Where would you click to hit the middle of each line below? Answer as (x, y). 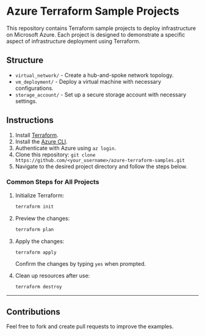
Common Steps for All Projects (53, 182)
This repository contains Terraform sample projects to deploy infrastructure (101, 28)
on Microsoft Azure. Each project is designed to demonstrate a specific (96, 34)
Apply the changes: (40, 241)
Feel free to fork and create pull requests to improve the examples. (90, 327)
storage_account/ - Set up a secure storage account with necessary (101, 94)
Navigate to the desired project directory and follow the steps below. (101, 166)
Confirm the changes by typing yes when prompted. (81, 264)
